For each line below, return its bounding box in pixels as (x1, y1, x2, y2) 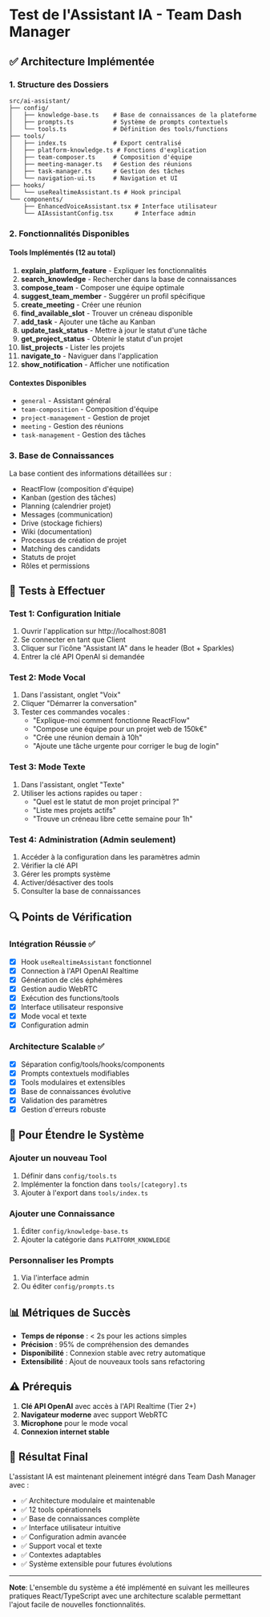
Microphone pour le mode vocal (20, 1418, 128, 1427)
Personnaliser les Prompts (9, 1255, 115, 1266)
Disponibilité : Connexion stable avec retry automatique (20, 1348, 207, 1358)
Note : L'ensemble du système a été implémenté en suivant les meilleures (9, 1582, 250, 1592)
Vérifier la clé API (20, 861, 79, 871)
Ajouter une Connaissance (9, 1207, 115, 1219)
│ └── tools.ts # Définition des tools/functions (9, 125, 228, 133)
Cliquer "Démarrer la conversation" (20, 699, 137, 708)
